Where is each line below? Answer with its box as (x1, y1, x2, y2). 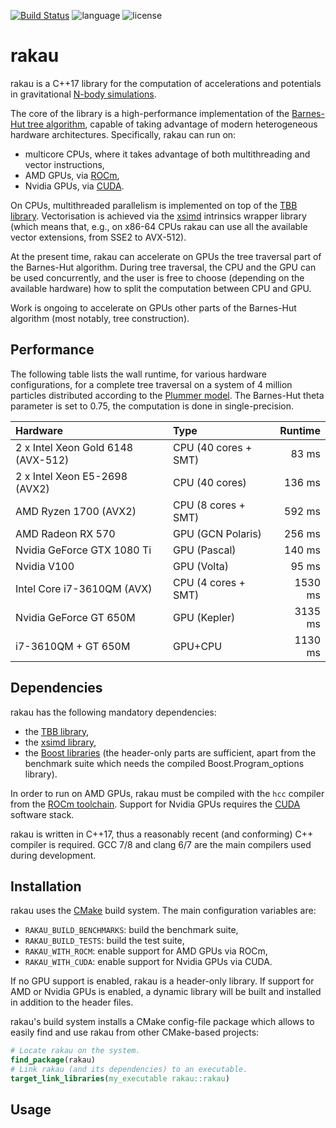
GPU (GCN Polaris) (172, 526, 262, 540)
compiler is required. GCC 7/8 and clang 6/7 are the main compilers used (10, 838, 312, 850)
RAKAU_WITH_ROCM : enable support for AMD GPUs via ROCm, (24, 945, 268, 957)
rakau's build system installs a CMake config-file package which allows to (10, 1016, 315, 1028)
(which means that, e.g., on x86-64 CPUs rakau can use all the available (10, 220, 308, 232)
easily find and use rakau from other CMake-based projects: (10, 1026, 260, 1039)
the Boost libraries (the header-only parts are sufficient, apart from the (24, 746, 317, 759)
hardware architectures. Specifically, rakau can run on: (10, 128, 237, 140)
